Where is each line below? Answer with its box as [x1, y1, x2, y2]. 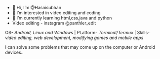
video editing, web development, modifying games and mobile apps [5, 35, 144, 40]
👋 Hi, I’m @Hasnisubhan [12, 5, 62, 10]
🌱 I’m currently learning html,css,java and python [12, 15, 112, 20]
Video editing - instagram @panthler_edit [12, 20, 96, 26]
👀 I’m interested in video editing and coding [12, 10, 101, 16]
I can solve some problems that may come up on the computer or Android [5, 44, 156, 50]
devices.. [5, 49, 24, 55]
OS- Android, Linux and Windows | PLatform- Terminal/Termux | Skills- [5, 30, 150, 35]
